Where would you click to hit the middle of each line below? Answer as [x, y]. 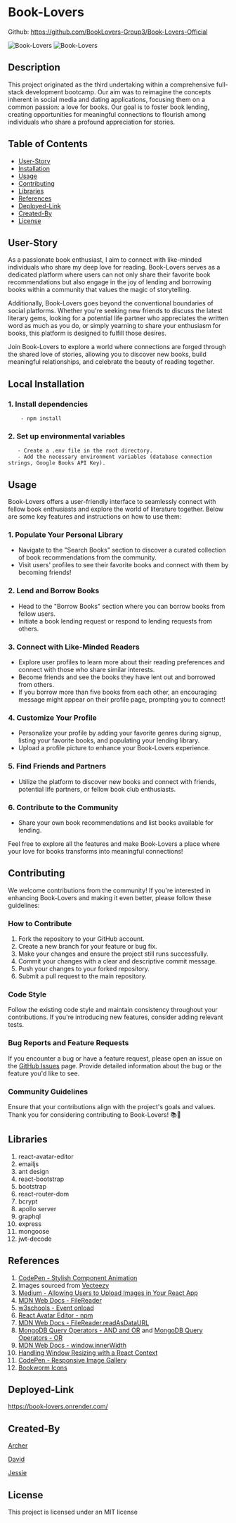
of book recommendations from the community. [87, 557]
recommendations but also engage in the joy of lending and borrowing [110, 282]
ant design [33, 1171]
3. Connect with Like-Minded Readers [74, 647]
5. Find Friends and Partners [57, 766]
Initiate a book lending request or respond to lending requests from [115, 621]
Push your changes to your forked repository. [84, 969]
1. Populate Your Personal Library [66, 535]
